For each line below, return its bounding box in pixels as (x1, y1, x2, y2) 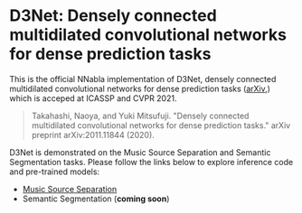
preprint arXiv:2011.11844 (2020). (31, 129, 156, 140)
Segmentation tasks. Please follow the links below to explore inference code (9, 156, 294, 167)
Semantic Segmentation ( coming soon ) (22, 193, 170, 204)
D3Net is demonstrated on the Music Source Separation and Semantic (9, 146, 271, 158)
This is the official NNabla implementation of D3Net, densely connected (9, 73, 277, 84)
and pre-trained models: (9, 166, 100, 177)
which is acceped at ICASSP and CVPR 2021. (9, 92, 177, 104)
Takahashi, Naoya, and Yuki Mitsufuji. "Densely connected (31, 110, 250, 121)
